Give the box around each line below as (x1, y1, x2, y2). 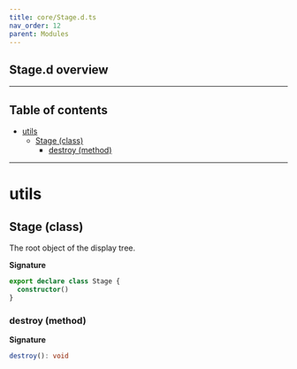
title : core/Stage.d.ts (9, 12, 97, 22)
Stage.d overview (9, 62, 109, 77)
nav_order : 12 (9, 21, 62, 30)
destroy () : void (9, 351, 69, 360)
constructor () (17, 285, 69, 294)
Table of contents (9, 103, 108, 118)
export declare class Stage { (9, 277, 121, 286)
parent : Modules (9, 29, 69, 38)
